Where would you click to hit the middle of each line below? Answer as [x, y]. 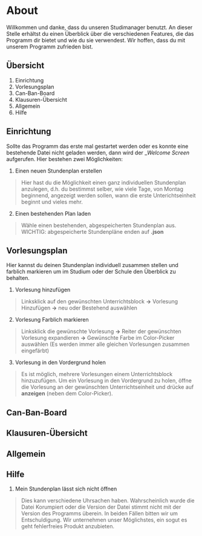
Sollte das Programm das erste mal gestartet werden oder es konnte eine [97, 146]
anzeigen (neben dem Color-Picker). [67, 394]
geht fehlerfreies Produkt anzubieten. [68, 526]
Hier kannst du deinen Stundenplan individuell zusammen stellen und [92, 265]
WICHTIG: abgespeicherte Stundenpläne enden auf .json [92, 231]
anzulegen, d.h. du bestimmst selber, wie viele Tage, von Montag [102, 189]
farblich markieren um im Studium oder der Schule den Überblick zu [91, 272]
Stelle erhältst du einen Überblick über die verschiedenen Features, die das [100, 33]
